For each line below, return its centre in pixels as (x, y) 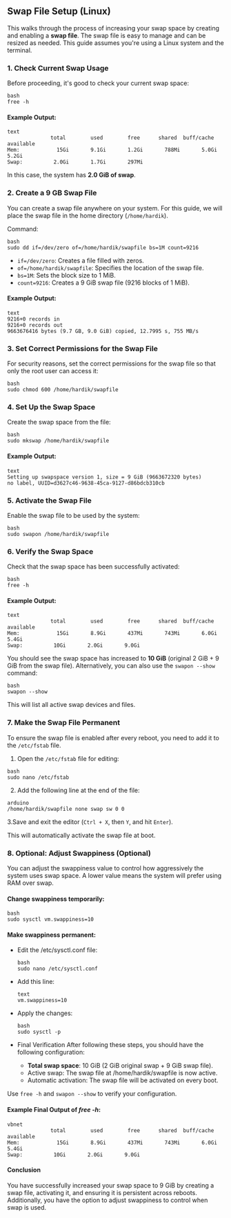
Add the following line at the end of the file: (78, 790)
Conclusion (24, 1170)
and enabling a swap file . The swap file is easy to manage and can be (107, 35)
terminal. (20, 50)
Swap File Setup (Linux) (59, 11)
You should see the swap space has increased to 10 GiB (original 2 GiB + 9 (113, 659)
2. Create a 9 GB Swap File (52, 193)
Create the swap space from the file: (59, 422)
